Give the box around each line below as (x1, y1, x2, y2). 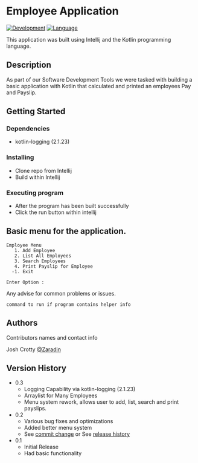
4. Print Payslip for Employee (14, 263, 94, 270)
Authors (6, 318, 38, 328)
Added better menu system (24, 424, 92, 432)
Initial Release (24, 443, 59, 451)
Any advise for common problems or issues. (6, 290, 117, 297)
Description (6, 60, 51, 70)
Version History (6, 363, 66, 374)
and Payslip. (6, 89, 37, 96)
